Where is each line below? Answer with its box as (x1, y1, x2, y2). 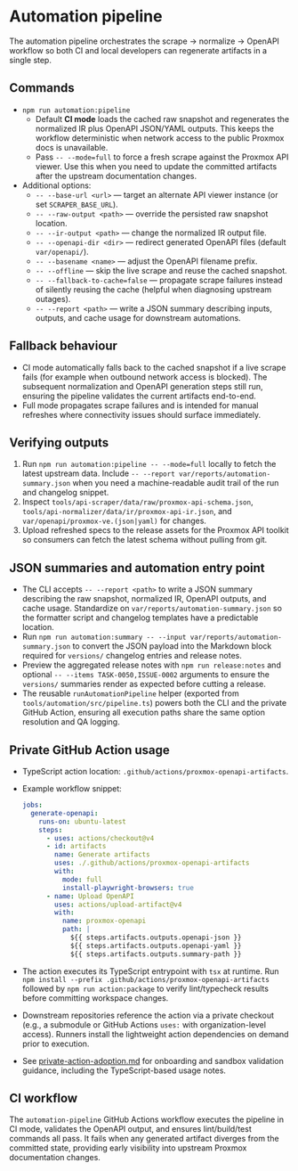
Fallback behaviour (9, 339, 118, 354)
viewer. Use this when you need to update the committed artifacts (35, 160, 278, 171)
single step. (9, 54, 52, 65)
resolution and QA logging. (21, 717, 120, 727)
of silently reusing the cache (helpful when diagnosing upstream (35, 283, 272, 295)
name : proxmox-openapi (61, 916, 147, 926)
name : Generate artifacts (54, 850, 150, 859)
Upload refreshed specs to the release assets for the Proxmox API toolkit (21, 525, 289, 536)
